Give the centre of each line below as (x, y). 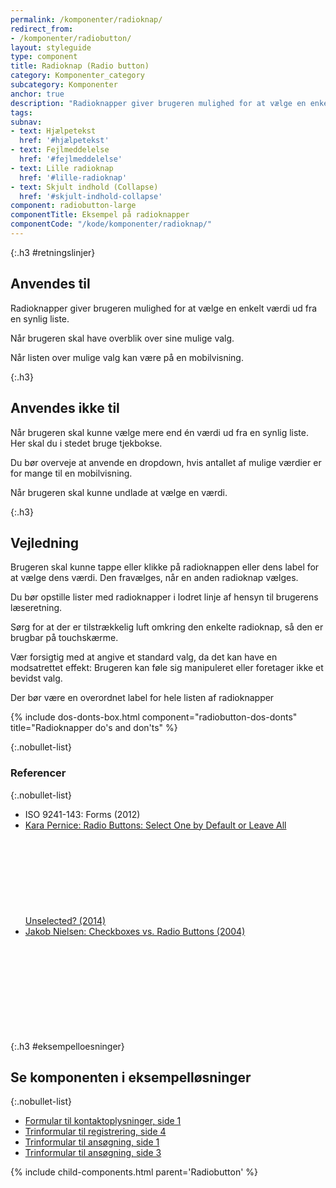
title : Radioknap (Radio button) (80, 66)
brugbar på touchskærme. (64, 638)
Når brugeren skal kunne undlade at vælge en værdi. (119, 492)
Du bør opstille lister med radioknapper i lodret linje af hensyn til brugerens (164, 597)
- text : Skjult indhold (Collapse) (84, 187)
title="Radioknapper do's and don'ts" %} (94, 728)
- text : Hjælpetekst (53, 131)
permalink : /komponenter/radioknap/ (86, 19)
